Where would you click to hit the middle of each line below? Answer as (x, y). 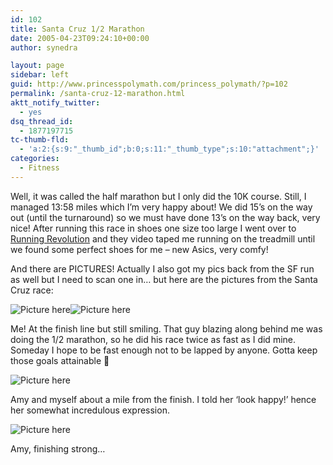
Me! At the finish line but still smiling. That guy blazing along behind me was (166, 328)
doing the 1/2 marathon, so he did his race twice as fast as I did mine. (153, 339)
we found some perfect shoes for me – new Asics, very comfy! (139, 249)
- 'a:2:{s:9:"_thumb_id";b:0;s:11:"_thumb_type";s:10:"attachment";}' (169, 149)
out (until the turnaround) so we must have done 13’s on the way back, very (165, 217)
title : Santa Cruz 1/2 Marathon (77, 29)
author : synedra (44, 47)
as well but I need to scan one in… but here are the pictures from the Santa (164, 279)
